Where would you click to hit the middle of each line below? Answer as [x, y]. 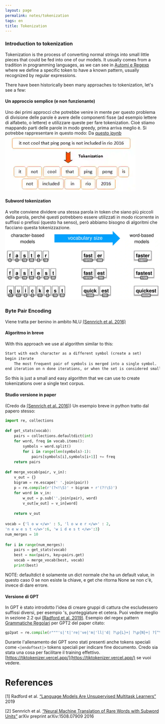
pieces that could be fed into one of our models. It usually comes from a [78, 59]
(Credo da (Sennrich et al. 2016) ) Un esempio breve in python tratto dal [77, 405]
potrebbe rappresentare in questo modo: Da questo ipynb [63, 133]
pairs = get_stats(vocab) [41, 550]
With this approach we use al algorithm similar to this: [59, 344]
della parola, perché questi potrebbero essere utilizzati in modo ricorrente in [82, 217]
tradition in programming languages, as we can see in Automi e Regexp [77, 65]
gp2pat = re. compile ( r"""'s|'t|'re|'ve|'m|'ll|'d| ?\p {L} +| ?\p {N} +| [78, 633]
